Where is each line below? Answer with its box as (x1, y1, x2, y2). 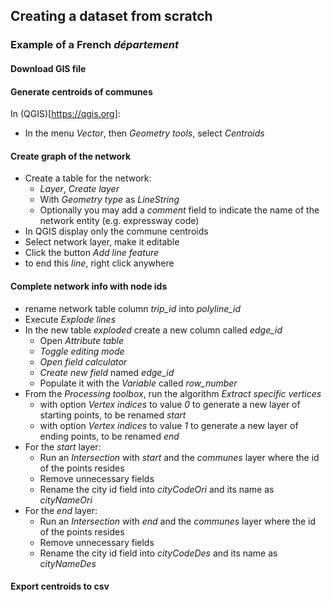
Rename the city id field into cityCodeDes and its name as (39, 547, 278, 559)
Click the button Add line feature (24, 247, 160, 259)
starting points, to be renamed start (39, 409, 187, 421)
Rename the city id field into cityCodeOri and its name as (39, 483, 275, 495)
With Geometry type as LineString (39, 194, 180, 206)
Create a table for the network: (24, 172, 152, 184)
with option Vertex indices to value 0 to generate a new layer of (39, 398, 301, 410)
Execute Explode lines (24, 313, 117, 325)
